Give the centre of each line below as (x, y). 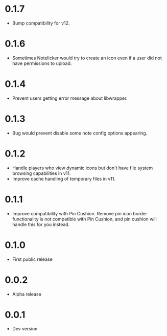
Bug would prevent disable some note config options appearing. (80, 133)
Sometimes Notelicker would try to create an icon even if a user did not (87, 58)
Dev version (25, 329)
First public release (32, 259)
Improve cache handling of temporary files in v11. (64, 178)
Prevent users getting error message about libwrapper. (70, 98)
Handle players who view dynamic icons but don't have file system (82, 168)
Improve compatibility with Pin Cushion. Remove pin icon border (80, 213)
